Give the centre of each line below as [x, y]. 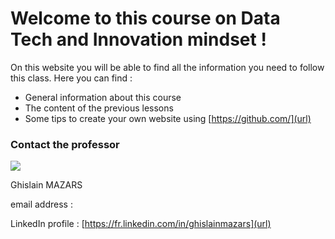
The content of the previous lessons [99, 108]
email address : [41, 204]
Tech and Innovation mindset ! [138, 39]
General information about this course [103, 97]
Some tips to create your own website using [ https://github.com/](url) [168, 118]
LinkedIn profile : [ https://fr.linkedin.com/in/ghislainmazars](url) [141, 224]
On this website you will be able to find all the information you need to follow [167, 67]
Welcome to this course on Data [145, 18]
